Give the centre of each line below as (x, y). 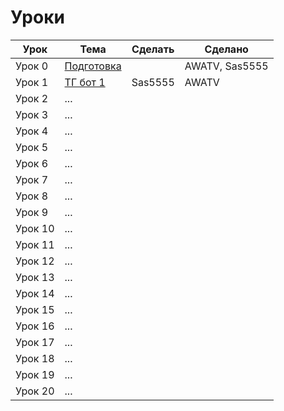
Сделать (153, 49)
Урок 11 (35, 244)
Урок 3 (32, 114)
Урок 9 (32, 212)
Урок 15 (35, 309)
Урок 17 (35, 342)
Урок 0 (32, 66)
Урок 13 (35, 277)
